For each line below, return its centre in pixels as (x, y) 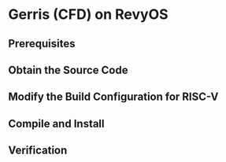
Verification (38, 151)
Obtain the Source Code (68, 70)
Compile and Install (56, 123)
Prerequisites (42, 44)
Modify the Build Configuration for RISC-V (113, 97)
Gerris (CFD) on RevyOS (88, 15)
